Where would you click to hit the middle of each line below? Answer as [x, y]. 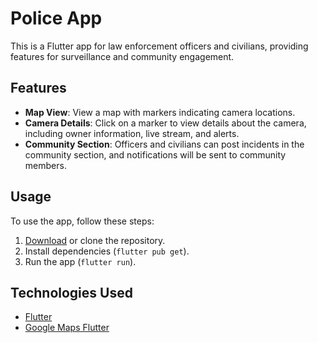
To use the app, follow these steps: [82, 221]
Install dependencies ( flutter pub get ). [107, 251]
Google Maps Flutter [67, 328]
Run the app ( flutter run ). [80, 261]
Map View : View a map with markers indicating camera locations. [160, 112]
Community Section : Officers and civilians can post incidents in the [164, 144]
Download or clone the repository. [95, 240]
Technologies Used [71, 292]
